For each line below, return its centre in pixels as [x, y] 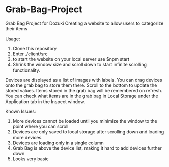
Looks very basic [31, 159]
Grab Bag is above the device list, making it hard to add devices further [87, 148]
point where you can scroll [40, 126]
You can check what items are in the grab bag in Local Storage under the [82, 96]
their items [17, 28]
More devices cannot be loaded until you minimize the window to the [85, 121]
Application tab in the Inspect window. [45, 101]
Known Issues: [21, 111]
